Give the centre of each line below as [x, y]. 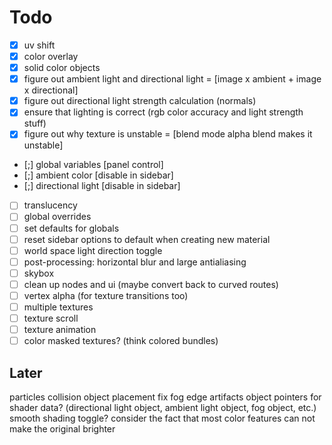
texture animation [60, 330]
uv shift [39, 45]
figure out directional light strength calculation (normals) [140, 101]
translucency [50, 205]
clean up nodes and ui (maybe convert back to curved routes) [151, 284]
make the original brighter [62, 429]
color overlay [51, 56]
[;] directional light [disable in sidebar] [102, 186]
